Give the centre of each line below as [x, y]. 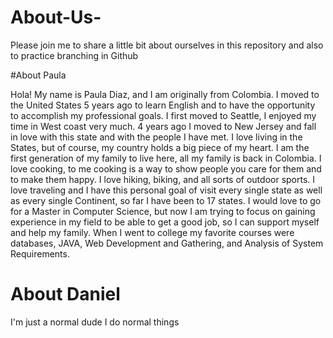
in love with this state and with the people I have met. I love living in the [156, 137]
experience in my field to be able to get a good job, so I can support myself [165, 222]
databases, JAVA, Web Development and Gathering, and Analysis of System [167, 243]
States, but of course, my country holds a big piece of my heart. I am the [160, 147]
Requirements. [40, 253]
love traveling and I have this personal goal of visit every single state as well [166, 190]
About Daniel [65, 294]
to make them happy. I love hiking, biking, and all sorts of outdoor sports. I [163, 179]
